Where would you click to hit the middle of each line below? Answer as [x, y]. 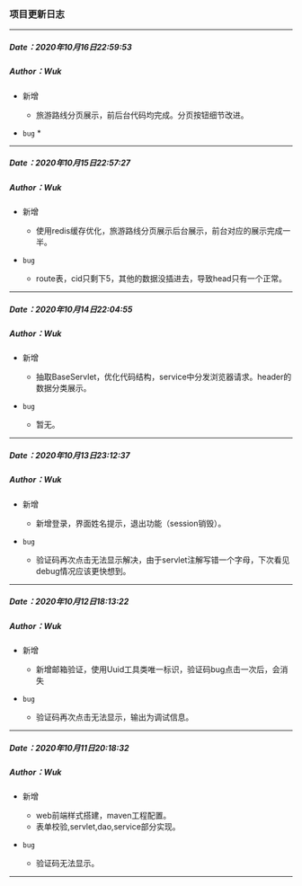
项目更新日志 [37, 13]
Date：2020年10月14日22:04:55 [71, 309]
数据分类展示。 [63, 388]
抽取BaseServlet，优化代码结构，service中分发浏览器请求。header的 [164, 377]
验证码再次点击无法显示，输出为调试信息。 [115, 717]
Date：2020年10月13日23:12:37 [70, 455]
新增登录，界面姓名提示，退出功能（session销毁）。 [131, 523]
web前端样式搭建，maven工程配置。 [103, 816]
